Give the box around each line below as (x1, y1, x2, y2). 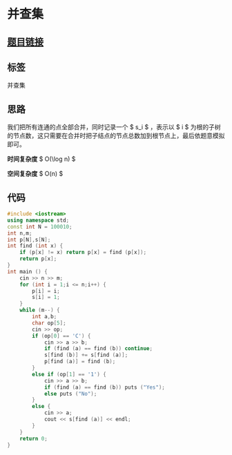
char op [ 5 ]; (32, 319, 67, 327)
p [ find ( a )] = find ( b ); (43, 358, 116, 365)
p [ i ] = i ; (32, 287, 60, 294)
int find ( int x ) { (7, 242, 64, 249)
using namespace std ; (7, 217, 70, 224)
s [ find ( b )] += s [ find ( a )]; (43, 351, 128, 359)
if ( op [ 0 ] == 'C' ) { (32, 332, 91, 339)
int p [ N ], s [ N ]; (7, 236, 51, 243)
